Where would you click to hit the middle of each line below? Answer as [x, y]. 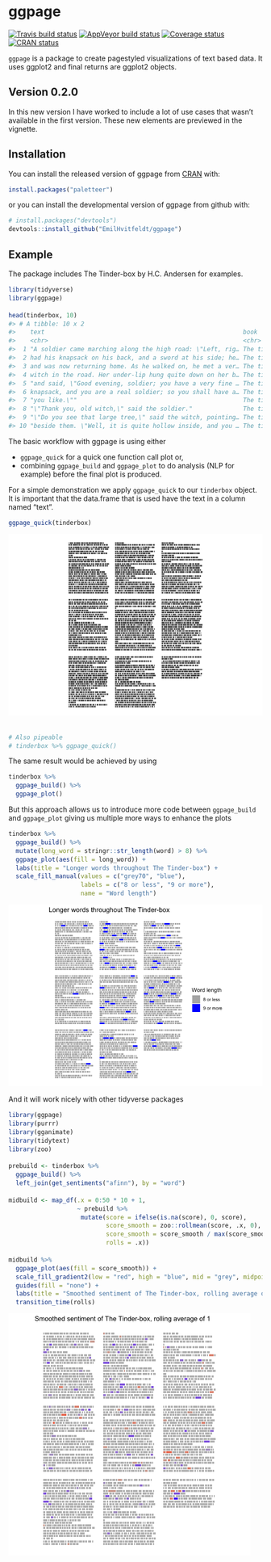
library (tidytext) [39, 1140]
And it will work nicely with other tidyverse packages [96, 1099]
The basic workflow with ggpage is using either [88, 441]
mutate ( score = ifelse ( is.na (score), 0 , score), [164, 1217]
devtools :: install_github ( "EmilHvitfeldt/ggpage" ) [95, 229]
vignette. [23, 128]
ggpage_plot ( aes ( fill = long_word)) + [81, 859]
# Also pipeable [35, 737]
